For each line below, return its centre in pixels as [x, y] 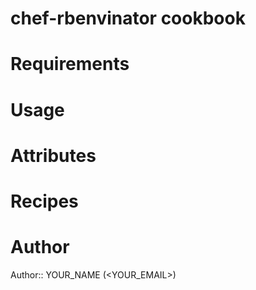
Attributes [53, 155]
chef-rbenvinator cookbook [128, 18]
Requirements [70, 64]
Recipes [44, 201]
